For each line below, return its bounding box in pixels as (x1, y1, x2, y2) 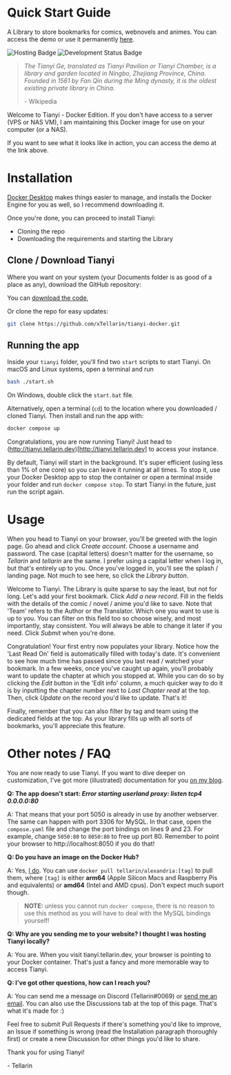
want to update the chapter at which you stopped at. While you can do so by (7, 672, 224, 680)
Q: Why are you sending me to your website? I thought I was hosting (7, 930, 207, 938)
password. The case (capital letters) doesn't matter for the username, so (7, 549, 214, 558)
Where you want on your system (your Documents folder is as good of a (7, 273, 212, 281)
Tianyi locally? (7, 938, 50, 945)
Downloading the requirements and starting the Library (17, 234, 174, 242)
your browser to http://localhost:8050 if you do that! (7, 839, 155, 848)
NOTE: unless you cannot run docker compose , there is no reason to (23, 902, 215, 910)
